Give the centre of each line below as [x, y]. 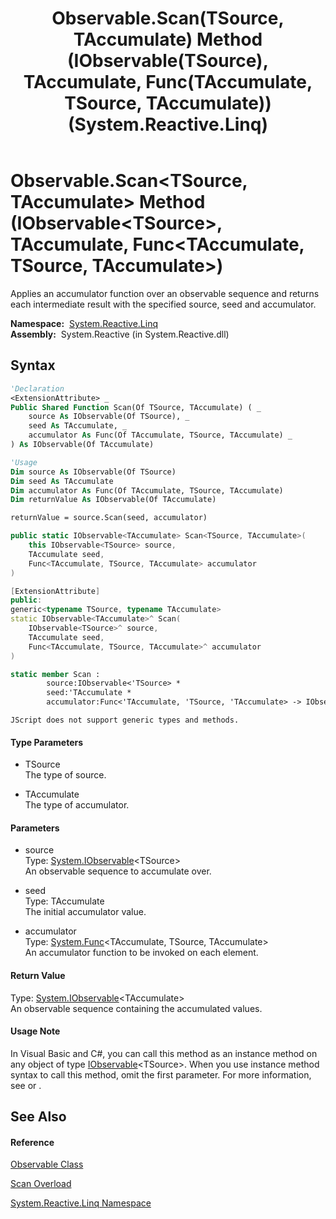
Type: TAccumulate [64, 901]
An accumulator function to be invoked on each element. [141, 953]
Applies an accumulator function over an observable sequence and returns [165, 293]
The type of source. [65, 775]
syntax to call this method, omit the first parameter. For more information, [161, 1074]
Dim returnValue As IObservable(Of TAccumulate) [113, 500]
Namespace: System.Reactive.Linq [84, 323]
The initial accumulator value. [85, 912]
